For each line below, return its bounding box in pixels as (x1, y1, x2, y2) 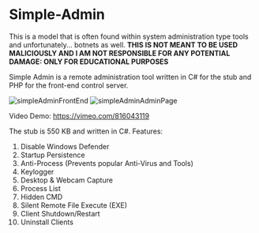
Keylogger (20, 167, 54, 176)
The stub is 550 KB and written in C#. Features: (9, 126, 163, 136)
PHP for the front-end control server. (9, 81, 129, 90)
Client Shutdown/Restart (20, 209, 101, 218)
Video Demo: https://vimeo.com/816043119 (9, 111, 149, 120)
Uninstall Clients (20, 217, 74, 227)
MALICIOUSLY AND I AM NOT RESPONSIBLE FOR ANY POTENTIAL (9, 48, 231, 58)
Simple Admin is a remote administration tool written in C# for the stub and (9, 72, 252, 81)
